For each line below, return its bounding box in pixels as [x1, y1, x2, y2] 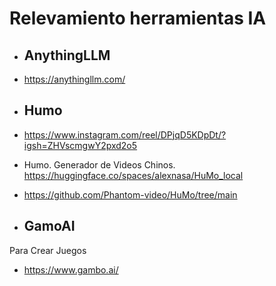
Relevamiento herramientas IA [9, 7, 267, 30]
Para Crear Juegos [9, 244, 87, 256]
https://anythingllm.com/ [23, 73, 126, 85]
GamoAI [23, 218, 76, 235]
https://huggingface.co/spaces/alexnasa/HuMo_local [23, 169, 244, 181]
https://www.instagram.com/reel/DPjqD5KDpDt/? [23, 128, 227, 141]
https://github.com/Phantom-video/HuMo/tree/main [23, 188, 238, 201]
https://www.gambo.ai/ [23, 263, 119, 276]
